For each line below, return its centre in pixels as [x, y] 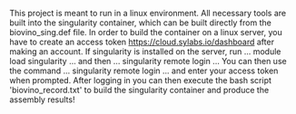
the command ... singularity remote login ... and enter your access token [144, 71]
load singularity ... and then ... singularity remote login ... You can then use [148, 61]
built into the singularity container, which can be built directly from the [141, 23]
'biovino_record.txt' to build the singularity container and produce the [139, 90]
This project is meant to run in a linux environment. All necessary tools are [148, 13]
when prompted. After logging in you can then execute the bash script [141, 80]
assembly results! [42, 100]
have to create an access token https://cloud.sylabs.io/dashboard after [142, 42]
